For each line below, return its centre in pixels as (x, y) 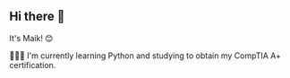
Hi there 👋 (37, 17)
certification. (33, 65)
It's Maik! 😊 (31, 38)
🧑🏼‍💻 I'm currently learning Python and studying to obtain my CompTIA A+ (145, 56)
